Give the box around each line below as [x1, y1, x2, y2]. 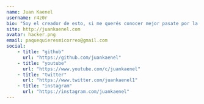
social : [6, 43, 26, 50]
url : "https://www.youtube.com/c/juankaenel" [22, 65, 140, 72]
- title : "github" [17, 49, 64, 55]
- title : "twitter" [17, 72, 67, 78]
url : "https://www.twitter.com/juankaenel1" [22, 77, 138, 83]
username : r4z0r [6, 15, 48, 21]
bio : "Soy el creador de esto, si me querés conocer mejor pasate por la [6, 20, 199, 26]
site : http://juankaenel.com [6, 26, 81, 32]
